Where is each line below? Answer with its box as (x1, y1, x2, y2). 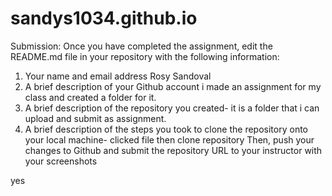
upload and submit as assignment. (24, 112, 167, 124)
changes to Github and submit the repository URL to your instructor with (24, 144, 323, 156)
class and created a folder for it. (24, 91, 157, 103)
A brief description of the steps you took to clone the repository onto (24, 123, 309, 135)
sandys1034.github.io (10, 7, 198, 30)
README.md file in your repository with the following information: (10, 50, 280, 62)
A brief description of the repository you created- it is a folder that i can (24, 102, 320, 114)
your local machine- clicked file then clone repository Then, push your (24, 133, 315, 146)
